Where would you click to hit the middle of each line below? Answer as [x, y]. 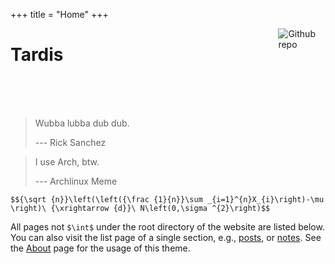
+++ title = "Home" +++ [59, 14]
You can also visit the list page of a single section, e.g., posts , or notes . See [166, 237]
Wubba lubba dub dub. [82, 123]
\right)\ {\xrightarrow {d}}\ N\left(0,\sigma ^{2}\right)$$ [140, 208]
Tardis [37, 55]
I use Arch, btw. [67, 161]
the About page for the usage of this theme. [100, 248]
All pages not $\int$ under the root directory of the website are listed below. [167, 226]
